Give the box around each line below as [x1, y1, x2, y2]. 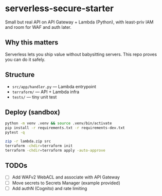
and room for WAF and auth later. [5, 24, 72, 30]
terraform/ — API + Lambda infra [12, 89, 79, 95]
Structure [5, 71, 35, 79]
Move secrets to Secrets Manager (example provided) [12, 180, 121, 186]
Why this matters [5, 39, 58, 47]
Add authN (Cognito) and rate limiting [12, 185, 88, 191]
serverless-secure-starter [5, 3, 114, 14]
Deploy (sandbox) [5, 108, 60, 116]
